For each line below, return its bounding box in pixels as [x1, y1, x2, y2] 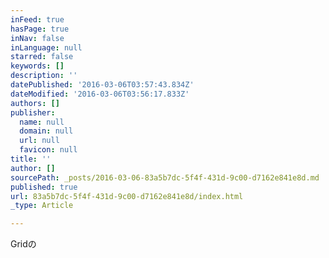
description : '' [10, 71, 78, 81]
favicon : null [19, 145, 78, 155]
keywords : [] [10, 61, 65, 71]
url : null [19, 136, 60, 146]
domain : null [19, 126, 74, 136]
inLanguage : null [10, 42, 83, 53]
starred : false [10, 52, 74, 62]
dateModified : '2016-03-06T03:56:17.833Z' [10, 89, 190, 99]
